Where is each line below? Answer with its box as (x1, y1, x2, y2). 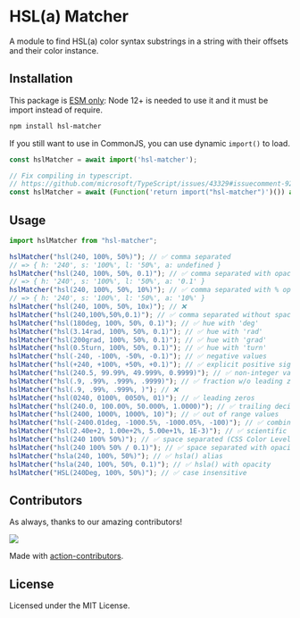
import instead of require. (9, 104, 103, 115)
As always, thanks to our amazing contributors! (9, 516, 183, 528)
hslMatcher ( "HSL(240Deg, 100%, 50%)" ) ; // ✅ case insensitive (9, 468, 247, 477)
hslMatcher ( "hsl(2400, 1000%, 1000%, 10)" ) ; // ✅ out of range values (9, 410, 279, 419)
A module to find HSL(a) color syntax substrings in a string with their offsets (9, 36, 288, 46)
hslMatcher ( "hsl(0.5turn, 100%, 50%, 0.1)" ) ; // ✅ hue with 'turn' (9, 344, 268, 353)
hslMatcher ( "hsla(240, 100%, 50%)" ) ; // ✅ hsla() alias (9, 451, 223, 461)
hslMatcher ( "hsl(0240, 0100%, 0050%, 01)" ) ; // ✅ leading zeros (9, 393, 255, 403)
